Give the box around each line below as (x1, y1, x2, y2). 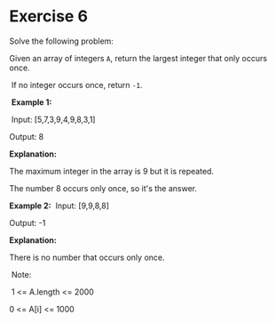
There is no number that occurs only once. (9, 252, 165, 262)
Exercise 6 (9, 6, 89, 27)
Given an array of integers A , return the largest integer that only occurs (9, 52, 268, 63)
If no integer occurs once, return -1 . (11, 79, 143, 90)
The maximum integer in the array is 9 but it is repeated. (9, 166, 215, 176)
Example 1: (11, 96, 52, 108)
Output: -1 (9, 217, 46, 228)
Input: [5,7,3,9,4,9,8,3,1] (11, 114, 96, 125)
